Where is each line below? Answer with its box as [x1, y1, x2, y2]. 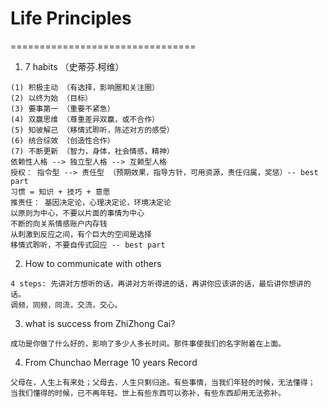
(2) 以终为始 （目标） [10, 93, 93, 103]
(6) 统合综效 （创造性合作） [10, 135, 115, 146]
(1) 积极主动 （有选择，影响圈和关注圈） [10, 82, 160, 92]
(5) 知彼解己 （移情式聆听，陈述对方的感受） [10, 125, 175, 135]
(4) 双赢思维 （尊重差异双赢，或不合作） [10, 114, 160, 124]
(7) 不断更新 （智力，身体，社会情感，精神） [10, 146, 175, 156]
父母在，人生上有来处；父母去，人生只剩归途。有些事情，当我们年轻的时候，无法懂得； [10, 377, 316, 387]
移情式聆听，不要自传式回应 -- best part [10, 240, 166, 250]
